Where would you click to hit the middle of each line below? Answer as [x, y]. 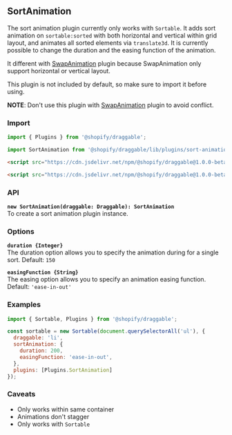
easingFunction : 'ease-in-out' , [66, 357]
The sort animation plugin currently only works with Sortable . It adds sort [112, 28]
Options [21, 231]
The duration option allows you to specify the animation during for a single [113, 252]
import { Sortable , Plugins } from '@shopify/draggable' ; [92, 319]
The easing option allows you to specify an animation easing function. [107, 279]
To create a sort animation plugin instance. [68, 213]
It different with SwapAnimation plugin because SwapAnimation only [104, 63]
